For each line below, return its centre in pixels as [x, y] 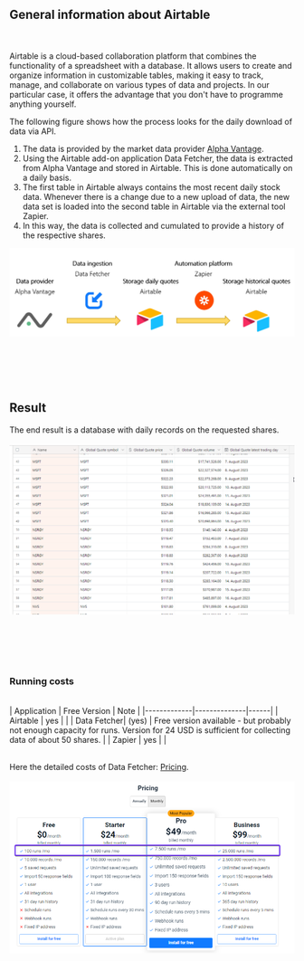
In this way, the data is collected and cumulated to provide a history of [153, 225]
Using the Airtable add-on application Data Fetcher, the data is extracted [158, 158]
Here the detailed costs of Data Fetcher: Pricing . [99, 766]
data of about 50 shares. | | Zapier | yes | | [88, 739]
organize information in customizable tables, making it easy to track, [137, 75]
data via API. [33, 131]
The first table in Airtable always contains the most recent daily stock [151, 187]
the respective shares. [64, 235]
